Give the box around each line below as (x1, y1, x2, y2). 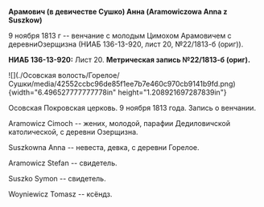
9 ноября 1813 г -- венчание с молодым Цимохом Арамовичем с (8, 31, 232, 40)
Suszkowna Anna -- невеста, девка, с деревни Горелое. (8, 143, 200, 152)
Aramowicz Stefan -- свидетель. (8, 158, 118, 168)
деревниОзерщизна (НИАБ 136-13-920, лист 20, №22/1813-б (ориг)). (8, 39, 244, 49)
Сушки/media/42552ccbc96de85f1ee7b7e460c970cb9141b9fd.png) (8, 79, 236, 88)
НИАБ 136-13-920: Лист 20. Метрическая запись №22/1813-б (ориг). (8, 55, 251, 64)
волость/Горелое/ (57, 71, 120, 79)
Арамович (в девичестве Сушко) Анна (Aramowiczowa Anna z (8, 7, 228, 16)
